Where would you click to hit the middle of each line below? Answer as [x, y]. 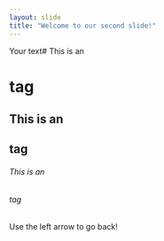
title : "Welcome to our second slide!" [83, 26]
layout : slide [35, 17]
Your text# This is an [47, 51]
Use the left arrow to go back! [63, 227]
